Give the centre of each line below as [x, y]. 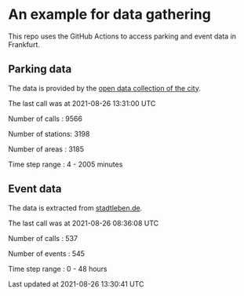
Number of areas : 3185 [46, 149]
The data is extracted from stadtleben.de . [75, 208]
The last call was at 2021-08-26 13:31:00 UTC [82, 103]
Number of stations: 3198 [49, 133]
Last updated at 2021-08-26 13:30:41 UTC [76, 283]
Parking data [40, 69]
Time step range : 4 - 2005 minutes [66, 164]
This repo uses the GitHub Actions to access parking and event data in [122, 36]
